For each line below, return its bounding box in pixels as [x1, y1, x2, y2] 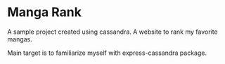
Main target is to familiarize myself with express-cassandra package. [7, 49, 207, 57]
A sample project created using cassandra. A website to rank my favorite [7, 27, 218, 36]
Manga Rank [7, 4, 82, 20]
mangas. [7, 34, 33, 43]
